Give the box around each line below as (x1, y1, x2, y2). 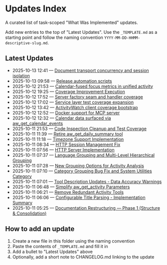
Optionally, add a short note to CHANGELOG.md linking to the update (12, 254, 155, 260)
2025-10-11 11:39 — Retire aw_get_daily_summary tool (12, 131, 123, 137)
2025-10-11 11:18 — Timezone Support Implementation (12, 136, 124, 142)
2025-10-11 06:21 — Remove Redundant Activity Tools (12, 189, 124, 195)
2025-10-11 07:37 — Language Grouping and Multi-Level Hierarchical (12, 152, 155, 158)
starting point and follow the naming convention (5, 34, 104, 40)
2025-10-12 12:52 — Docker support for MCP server (12, 110, 120, 116)
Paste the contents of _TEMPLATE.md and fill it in (12, 243, 108, 249)
